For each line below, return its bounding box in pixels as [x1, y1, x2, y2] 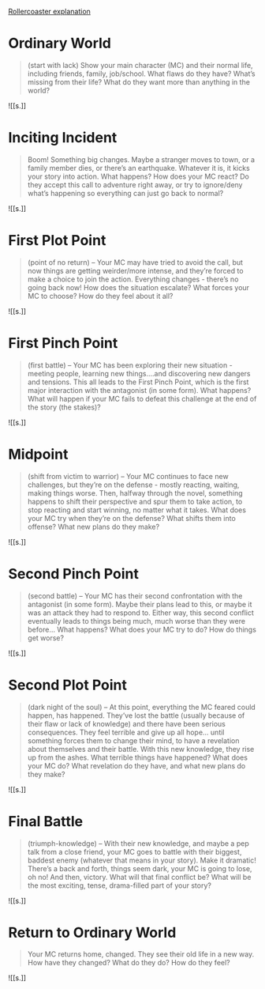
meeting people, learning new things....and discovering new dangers [27, 368, 251, 378]
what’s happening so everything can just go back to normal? [27, 188, 224, 198]
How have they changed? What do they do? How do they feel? [27, 958, 230, 968]
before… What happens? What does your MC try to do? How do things [27, 625, 256, 634]
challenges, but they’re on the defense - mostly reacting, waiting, [27, 480, 240, 489]
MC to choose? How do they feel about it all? [27, 291, 174, 300]
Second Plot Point [8, 676, 128, 694]
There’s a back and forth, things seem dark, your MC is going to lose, [27, 863, 252, 873]
